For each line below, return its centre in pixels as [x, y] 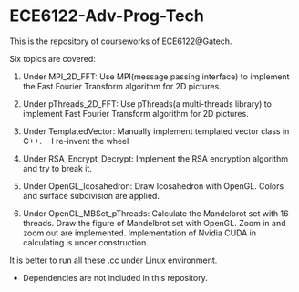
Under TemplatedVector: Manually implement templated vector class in [156, 131]
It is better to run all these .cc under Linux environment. [113, 260]
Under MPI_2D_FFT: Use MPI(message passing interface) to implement [156, 76]
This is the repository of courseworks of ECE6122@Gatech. [121, 41]
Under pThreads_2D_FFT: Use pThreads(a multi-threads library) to [147, 104]
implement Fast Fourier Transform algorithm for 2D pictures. [135, 113]
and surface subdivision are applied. [91, 195]
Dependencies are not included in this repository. [115, 277]
